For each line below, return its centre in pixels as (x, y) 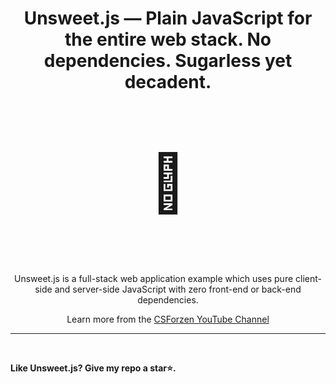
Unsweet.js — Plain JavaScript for (168, 18)
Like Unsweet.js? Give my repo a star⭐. (93, 368)
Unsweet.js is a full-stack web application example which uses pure (153, 279)
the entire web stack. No (168, 39)
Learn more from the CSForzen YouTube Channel (168, 319)
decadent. (168, 82)
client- (308, 279)
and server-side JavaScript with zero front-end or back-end (178, 289)
